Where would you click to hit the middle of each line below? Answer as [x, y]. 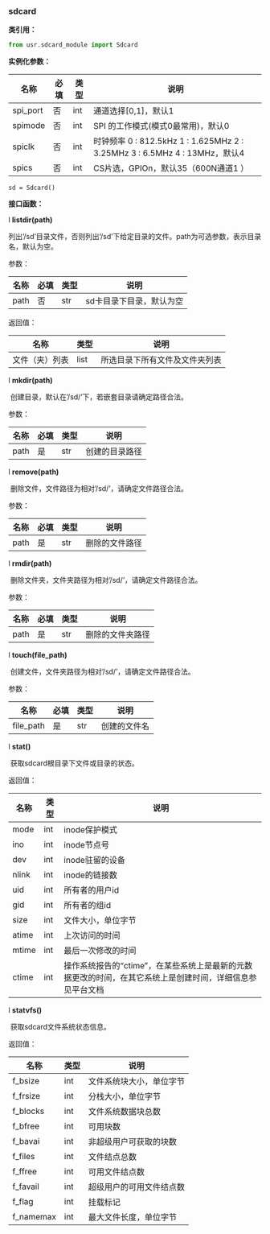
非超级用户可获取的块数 [133, 1142]
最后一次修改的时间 [100, 951]
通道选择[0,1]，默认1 [134, 111]
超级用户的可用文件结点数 [137, 1187]
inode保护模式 [91, 830]
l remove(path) [34, 472]
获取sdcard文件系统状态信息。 [60, 1027]
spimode [29, 126]
